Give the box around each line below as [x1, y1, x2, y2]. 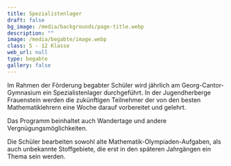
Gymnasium [7, 88, 42, 97]
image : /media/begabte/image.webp [7, 36, 108, 43]
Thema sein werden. [7, 152, 66, 160]
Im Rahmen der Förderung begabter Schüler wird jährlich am [7, 81, 180, 89]
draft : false [7, 17, 45, 24]
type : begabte [7, 56, 49, 63]
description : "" [7, 29, 54, 37]
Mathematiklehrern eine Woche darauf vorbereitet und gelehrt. [7, 103, 187, 111]
